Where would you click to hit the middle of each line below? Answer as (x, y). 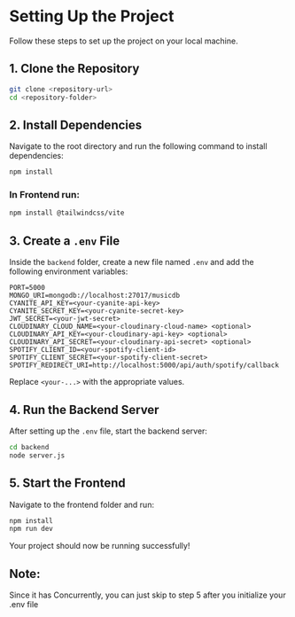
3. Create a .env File (65, 241)
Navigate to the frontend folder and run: (82, 504)
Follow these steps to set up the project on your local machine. (124, 41)
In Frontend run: (44, 195)
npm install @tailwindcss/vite (67, 213)
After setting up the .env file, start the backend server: (109, 431)
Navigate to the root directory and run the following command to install (138, 146)
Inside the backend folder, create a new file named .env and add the (132, 262)
